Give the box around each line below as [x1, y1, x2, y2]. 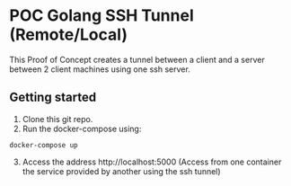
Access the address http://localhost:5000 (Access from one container [22, 156, 282, 167]
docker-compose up [9, 140, 78, 149]
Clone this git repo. [22, 113, 93, 124]
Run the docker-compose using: [22, 123, 142, 134]
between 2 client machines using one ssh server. [9, 64, 190, 75]
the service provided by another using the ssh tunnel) [22, 165, 222, 176]
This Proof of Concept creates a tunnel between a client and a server [9, 54, 265, 65]
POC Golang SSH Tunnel [9, 5, 195, 26]
